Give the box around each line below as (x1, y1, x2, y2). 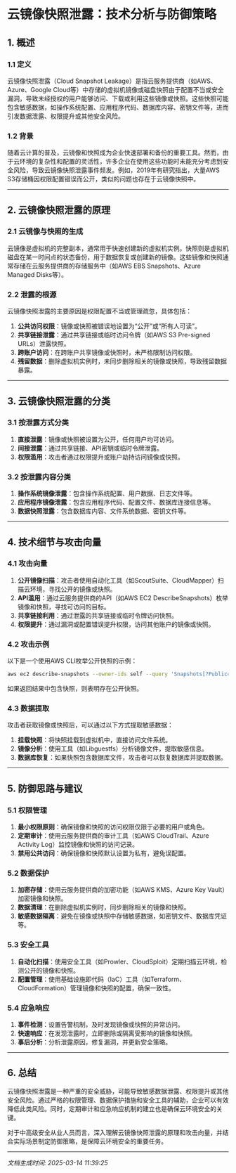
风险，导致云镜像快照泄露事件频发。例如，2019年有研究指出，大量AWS (13, 166, 220, 174)
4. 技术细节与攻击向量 (7, 536, 102, 548)
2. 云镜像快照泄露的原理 (7, 204, 111, 216)
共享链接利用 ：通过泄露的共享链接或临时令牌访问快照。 (17, 611, 178, 619)
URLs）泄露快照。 (17, 339, 70, 348)
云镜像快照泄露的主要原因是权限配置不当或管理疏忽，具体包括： (7, 307, 192, 316)
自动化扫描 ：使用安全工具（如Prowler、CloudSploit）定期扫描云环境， (17, 957, 221, 966)
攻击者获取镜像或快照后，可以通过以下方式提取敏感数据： (7, 721, 173, 730)
